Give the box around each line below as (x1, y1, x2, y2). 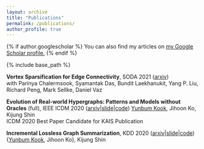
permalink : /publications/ (6, 20, 75, 26)
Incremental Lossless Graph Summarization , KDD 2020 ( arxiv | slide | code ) (6, 129, 195, 137)
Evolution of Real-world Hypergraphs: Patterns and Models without (6, 98, 181, 105)
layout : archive (6, 9, 48, 15)
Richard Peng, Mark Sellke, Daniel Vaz (6, 86, 103, 94)
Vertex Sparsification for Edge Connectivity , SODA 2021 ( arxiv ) (6, 73, 169, 80)
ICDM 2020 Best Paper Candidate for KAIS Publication (6, 118, 144, 125)
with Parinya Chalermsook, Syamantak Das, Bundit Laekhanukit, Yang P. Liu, (6, 80, 199, 87)
